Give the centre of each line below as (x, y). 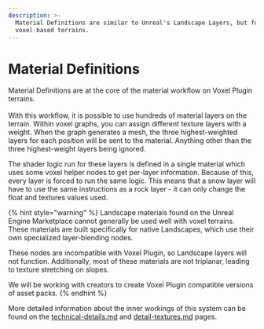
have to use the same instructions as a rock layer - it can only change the (127, 189)
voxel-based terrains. (52, 30)
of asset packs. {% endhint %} (58, 293)
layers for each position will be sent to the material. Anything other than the (130, 141)
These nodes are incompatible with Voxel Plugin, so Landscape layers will (128, 253)
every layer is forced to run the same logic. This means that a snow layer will (132, 181)
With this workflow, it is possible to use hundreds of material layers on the (128, 115)
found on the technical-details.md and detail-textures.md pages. (113, 317)
